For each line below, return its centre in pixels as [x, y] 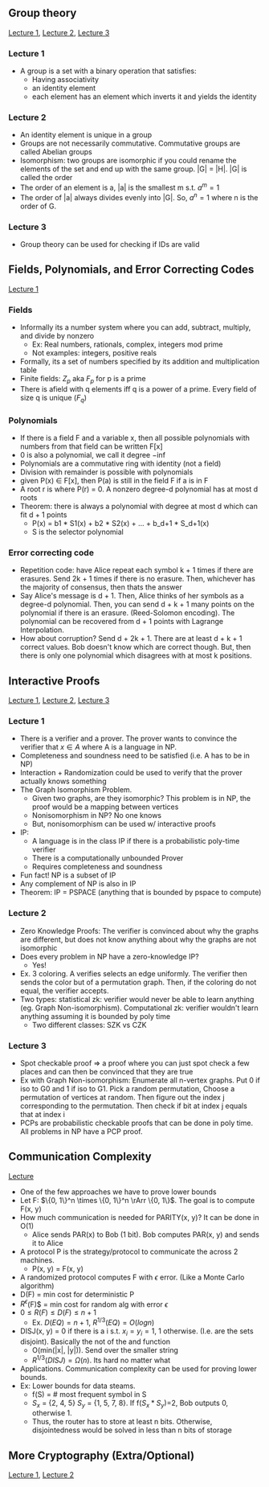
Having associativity [65, 80]
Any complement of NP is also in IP [78, 884]
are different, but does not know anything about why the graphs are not [138, 939]
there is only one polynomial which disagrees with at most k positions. [136, 655]
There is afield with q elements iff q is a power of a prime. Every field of [138, 388]
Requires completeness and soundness [97, 867]
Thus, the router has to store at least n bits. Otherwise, [122, 1422]
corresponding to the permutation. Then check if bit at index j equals [133, 1106]
